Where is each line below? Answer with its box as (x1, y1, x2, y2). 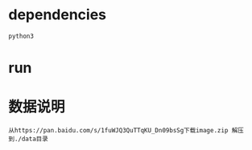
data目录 (21, 135, 48, 144)
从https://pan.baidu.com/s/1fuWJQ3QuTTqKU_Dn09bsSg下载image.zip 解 (8, 127, 238, 135)
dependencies (8, 6, 107, 24)
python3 (8, 32, 35, 40)
